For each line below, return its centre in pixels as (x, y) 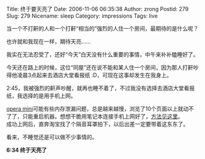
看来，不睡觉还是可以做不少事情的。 (52, 137)
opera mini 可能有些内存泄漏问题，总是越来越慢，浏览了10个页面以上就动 (98, 109)
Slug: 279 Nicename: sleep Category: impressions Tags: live (82, 16)
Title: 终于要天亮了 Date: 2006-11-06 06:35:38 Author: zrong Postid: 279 (97, 9)
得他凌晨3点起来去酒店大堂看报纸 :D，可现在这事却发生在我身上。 (89, 75)
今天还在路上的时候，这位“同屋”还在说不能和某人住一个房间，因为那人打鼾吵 (102, 67)
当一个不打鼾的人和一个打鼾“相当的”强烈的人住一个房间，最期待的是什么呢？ (102, 28)
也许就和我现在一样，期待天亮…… (49, 41)
